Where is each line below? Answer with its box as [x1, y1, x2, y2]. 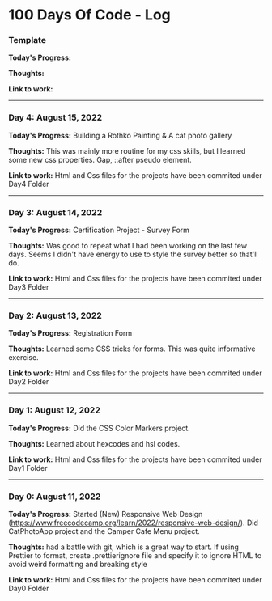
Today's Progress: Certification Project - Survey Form [8, 225, 190, 235]
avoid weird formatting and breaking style [8, 559, 147, 569]
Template [8, 35, 47, 46]
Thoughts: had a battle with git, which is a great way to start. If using [8, 542, 239, 552]
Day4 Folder [8, 179, 50, 188]
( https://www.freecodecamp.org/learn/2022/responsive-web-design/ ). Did [8, 518, 259, 527]
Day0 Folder [8, 583, 49, 593]
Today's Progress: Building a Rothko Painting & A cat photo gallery [8, 130, 232, 140]
